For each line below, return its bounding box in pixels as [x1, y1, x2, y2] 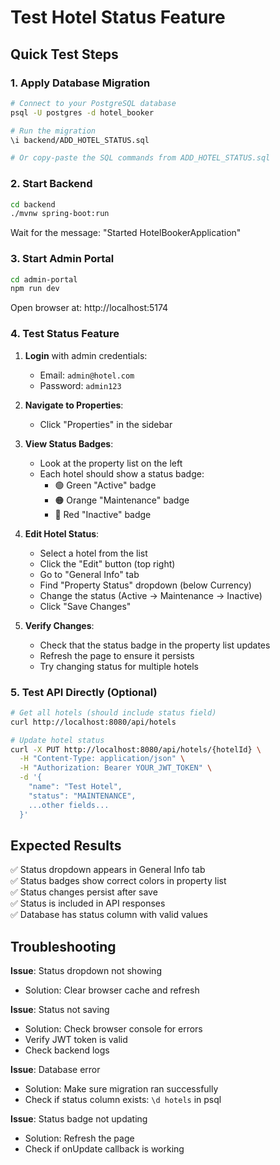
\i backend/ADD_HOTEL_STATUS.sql [10, 135, 150, 145]
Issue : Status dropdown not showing [10, 965, 162, 977]
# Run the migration [10, 126, 97, 136]
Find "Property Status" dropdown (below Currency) [39, 579, 252, 591]
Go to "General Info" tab [39, 568, 140, 580]
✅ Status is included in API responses [10, 897, 166, 910]
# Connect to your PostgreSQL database [10, 98, 177, 108]
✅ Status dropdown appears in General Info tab [10, 864, 206, 876]
